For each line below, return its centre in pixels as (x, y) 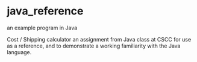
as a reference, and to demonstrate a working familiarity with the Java (94, 46)
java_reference (45, 11)
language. (19, 52)
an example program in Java (42, 28)
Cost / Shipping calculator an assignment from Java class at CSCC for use (99, 39)
